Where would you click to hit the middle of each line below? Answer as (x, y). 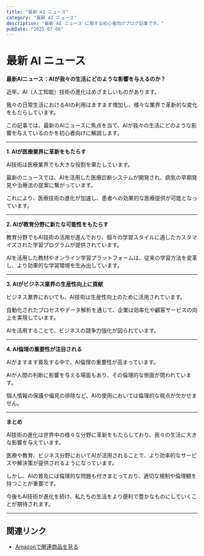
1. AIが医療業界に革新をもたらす (46, 152)
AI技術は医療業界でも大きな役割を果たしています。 (70, 164)
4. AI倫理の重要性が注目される (44, 349)
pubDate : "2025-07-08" (35, 29)
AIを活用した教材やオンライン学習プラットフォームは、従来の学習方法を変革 (102, 258)
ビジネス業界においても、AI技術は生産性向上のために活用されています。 (96, 297)
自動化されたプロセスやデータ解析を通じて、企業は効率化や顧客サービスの (99, 310)
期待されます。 (35, 504)
